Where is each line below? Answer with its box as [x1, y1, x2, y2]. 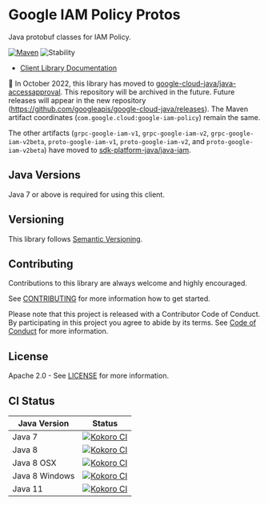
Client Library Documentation [19, 62, 118, 73]
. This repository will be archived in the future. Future [60, 86, 235, 97]
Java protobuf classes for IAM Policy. [8, 32, 132, 42]
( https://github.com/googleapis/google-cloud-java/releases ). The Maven [8, 104, 249, 114]
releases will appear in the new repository [8, 95, 146, 105]
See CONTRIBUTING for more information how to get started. [8, 294, 210, 303]
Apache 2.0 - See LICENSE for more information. [8, 371, 170, 381]
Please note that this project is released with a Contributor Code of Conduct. [8, 310, 261, 319]
